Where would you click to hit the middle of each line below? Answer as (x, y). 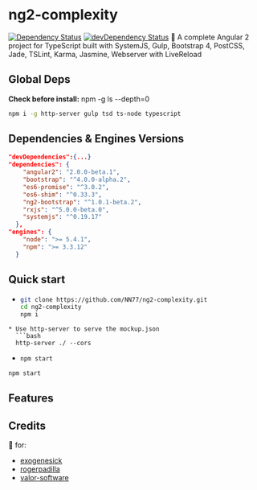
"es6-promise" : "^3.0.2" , (66, 187)
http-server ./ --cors (53, 344)
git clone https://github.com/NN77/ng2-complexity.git (114, 299)
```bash (29, 336)
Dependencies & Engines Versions (96, 139)
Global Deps (39, 79)
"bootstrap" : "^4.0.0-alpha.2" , (77, 180)
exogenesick (41, 461)
